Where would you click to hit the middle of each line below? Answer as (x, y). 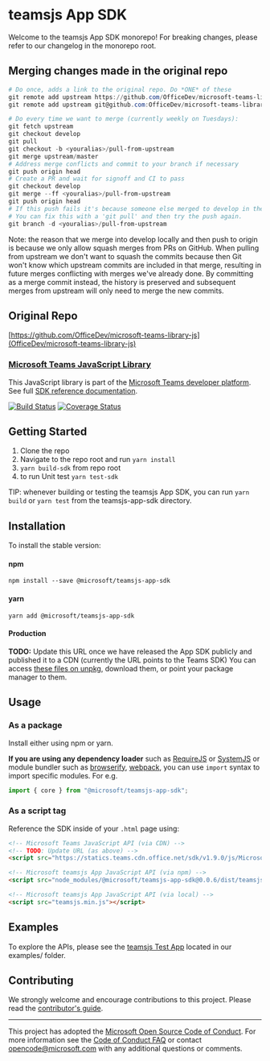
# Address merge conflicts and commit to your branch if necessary (124, 164)
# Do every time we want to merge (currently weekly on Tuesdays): (124, 119)
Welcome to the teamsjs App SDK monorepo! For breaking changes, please (133, 37)
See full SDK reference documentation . (73, 390)
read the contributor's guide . (56, 1009)
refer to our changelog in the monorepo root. (82, 45)
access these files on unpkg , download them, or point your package (121, 668)
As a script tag (37, 811)
